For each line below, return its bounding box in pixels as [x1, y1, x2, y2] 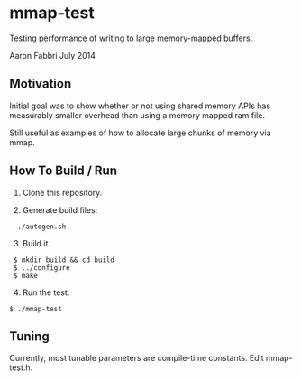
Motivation [9, 76, 72, 92]
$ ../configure [13, 263, 70, 273]
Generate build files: [22, 204, 98, 215]
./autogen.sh [17, 222, 67, 231]
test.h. [9, 362, 33, 373]
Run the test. [22, 287, 70, 298]
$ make [13, 271, 39, 280]
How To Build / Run [9, 163, 117, 179]
